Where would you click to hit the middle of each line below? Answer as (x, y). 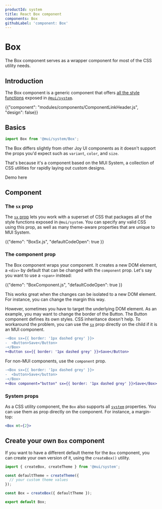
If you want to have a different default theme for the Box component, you (77, 453)
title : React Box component (33, 14)
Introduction (24, 81)
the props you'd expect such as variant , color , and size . (62, 153)
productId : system (24, 9)
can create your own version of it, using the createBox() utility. (67, 458)
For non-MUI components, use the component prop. (56, 361)
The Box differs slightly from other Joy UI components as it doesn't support (81, 148)
